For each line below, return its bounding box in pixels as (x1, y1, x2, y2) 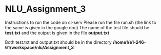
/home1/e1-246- (113, 39, 146, 45)
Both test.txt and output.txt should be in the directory (5, 39, 112, 45)
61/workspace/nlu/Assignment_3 (5, 44, 74, 50)
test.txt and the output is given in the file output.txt (5, 30, 110, 36)
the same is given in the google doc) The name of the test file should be (5, 24, 150, 30)
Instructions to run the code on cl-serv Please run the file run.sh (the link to (5, 19, 157, 25)
